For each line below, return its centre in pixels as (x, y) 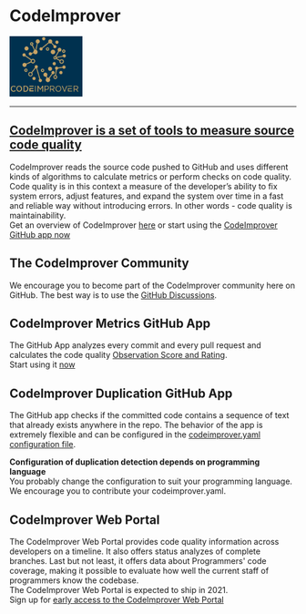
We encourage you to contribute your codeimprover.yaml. (118, 491)
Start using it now (42, 364)
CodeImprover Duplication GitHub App (121, 393)
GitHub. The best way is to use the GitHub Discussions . (113, 295)
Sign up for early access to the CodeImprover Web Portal (117, 599)
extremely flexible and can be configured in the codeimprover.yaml (135, 435)
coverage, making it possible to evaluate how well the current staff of (139, 571)
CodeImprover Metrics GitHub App (110, 323)
